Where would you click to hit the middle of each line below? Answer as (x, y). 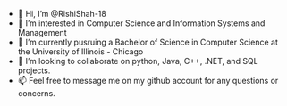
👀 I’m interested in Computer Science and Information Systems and (141, 23)
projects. (34, 70)
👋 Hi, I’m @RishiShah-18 (62, 14)
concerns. (36, 93)
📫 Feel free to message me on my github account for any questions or (148, 81)
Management (42, 33)
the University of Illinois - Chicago (80, 52)
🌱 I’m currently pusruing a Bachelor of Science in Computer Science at (148, 42)
